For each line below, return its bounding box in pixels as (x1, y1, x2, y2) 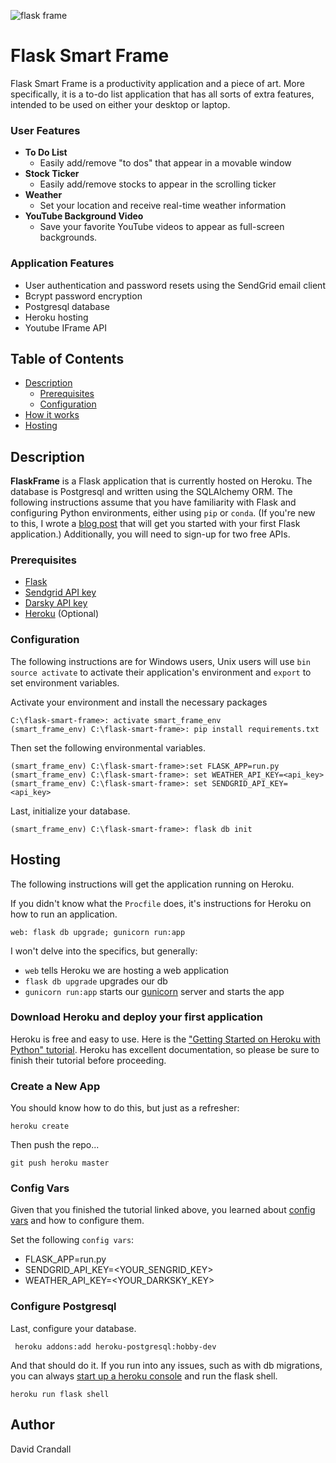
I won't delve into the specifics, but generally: (10, 945, 198, 957)
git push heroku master (10, 1158, 110, 1169)
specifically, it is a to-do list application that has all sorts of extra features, (10, 88, 315, 100)
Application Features (10, 256, 115, 270)
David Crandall (10, 1443, 72, 1455)
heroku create (10, 1121, 70, 1132)
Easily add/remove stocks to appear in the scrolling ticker (39, 178, 277, 190)
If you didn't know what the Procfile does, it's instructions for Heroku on (10, 897, 312, 909)
